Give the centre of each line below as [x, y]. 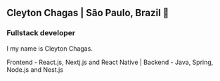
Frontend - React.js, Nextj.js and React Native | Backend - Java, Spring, [110, 62]
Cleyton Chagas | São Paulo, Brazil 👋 [88, 13]
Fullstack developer [41, 33]
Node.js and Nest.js [35, 69]
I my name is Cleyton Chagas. [50, 48]
